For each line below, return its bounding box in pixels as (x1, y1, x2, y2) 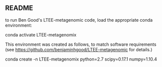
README (5, 4, 33, 12)
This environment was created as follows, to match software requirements (5, 41, 157, 47)
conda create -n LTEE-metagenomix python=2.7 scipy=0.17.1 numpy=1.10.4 (5, 56, 158, 62)
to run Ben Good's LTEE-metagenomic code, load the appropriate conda (5, 17, 153, 23)
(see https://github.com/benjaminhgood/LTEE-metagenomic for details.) (5, 46, 153, 52)
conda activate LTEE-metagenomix (5, 32, 77, 37)
